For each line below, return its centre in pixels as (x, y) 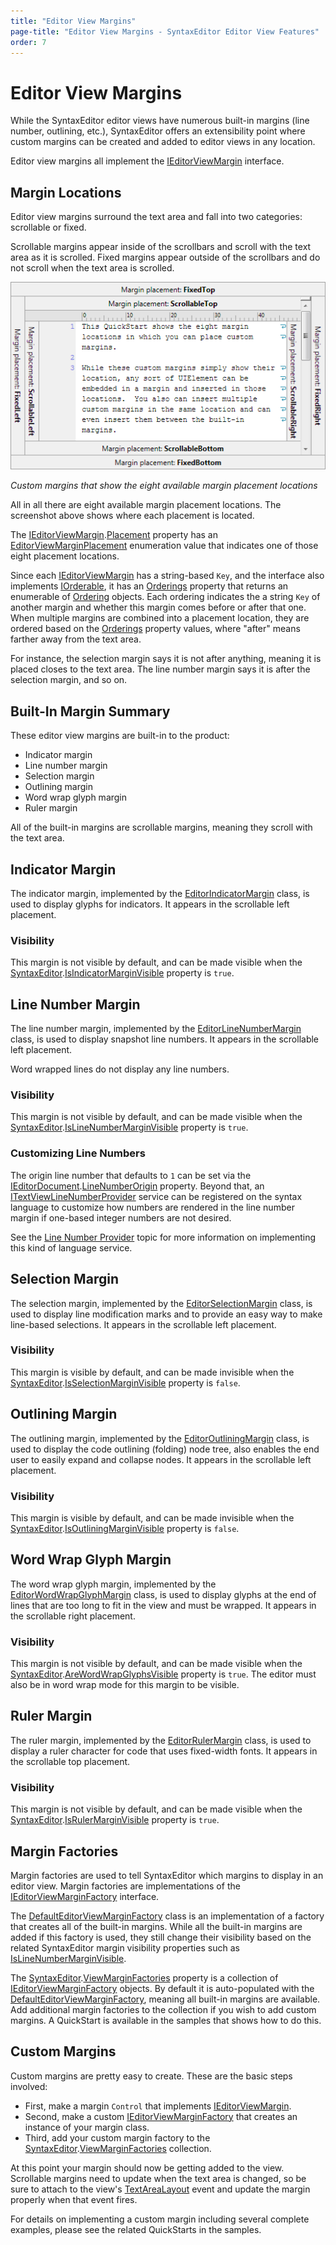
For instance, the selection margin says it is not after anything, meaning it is (166, 659)
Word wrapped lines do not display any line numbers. (120, 1069)
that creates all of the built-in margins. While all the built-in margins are (156, 1926)
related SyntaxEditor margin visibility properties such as (125, 1947)
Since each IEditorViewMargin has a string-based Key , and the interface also (167, 576)
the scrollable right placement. (73, 1616)
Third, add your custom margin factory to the (117, 2137)
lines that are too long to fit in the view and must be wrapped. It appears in (163, 1605)
